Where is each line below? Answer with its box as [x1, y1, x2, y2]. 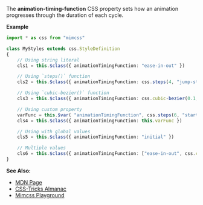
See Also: [6, 167, 31, 174]
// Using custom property [17, 106, 83, 112]
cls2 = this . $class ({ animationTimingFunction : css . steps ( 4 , [17, 79, 174, 85]
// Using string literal [17, 57, 80, 63]
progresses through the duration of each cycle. [6, 11, 124, 19]
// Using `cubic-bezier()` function [17, 90, 110, 96]
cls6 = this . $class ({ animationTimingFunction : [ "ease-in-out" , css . [17, 151, 196, 157]
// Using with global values [17, 128, 91, 134]
